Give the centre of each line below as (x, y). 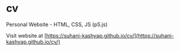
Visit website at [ (26, 35)
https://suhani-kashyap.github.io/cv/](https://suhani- (110, 35)
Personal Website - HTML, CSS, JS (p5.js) (57, 24)
